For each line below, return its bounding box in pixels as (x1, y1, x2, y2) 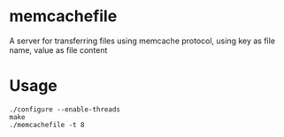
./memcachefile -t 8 (9, 120, 86, 129)
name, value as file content (9, 44, 108, 55)
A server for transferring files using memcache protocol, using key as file (9, 35, 276, 46)
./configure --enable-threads (9, 104, 121, 114)
